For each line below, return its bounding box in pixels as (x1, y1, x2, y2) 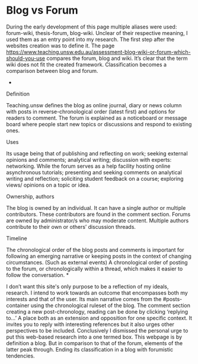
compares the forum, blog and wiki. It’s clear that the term (46, 55, 188, 62)
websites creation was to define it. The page (6, 42, 115, 49)
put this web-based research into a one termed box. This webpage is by (6, 333, 183, 340)
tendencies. (6, 352, 35, 359)
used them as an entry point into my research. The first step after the (6, 36, 175, 43)
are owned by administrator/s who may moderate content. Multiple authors (6, 217, 189, 224)
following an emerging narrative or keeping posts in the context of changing (6, 253, 191, 260)
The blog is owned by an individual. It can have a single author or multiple (6, 204, 186, 211)
